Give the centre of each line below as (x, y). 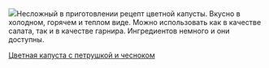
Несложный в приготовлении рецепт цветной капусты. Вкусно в (129, 14)
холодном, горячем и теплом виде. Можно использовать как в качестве (135, 22)
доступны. (26, 39)
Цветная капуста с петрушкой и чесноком (82, 55)
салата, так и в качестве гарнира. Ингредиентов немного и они (119, 31)
